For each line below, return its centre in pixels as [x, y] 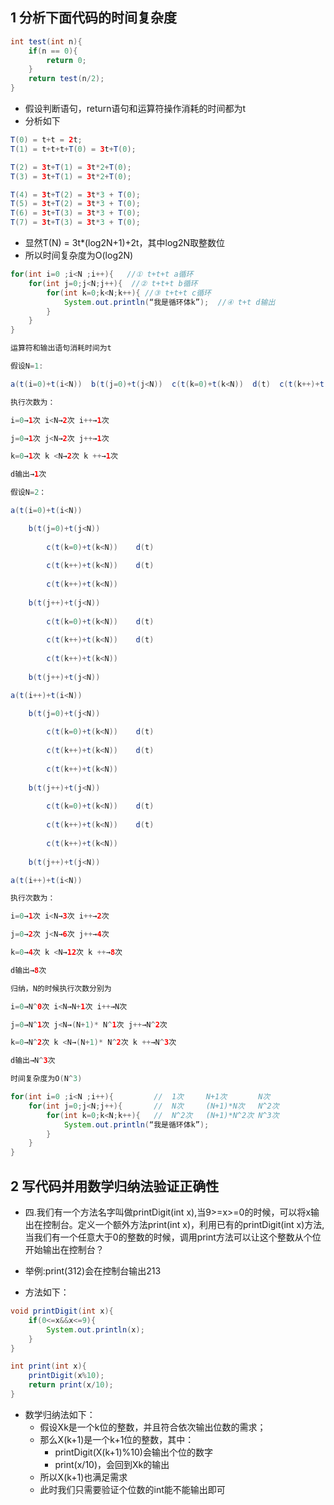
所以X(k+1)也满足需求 [83, 1477]
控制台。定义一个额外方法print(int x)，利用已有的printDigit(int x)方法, [183, 1224]
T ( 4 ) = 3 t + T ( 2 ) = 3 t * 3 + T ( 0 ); [75, 194]
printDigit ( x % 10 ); [66, 1376]
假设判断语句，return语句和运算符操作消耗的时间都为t [135, 109]
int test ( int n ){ [46, 41]
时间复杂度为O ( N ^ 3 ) [46, 1079]
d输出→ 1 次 [28, 474]
